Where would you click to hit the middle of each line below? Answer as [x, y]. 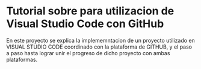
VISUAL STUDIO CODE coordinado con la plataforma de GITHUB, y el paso [99, 47]
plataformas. [22, 59]
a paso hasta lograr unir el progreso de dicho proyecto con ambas [88, 53]
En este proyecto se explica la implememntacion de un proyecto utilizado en [101, 40]
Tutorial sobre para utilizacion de [90, 11]
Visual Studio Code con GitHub [85, 24]
